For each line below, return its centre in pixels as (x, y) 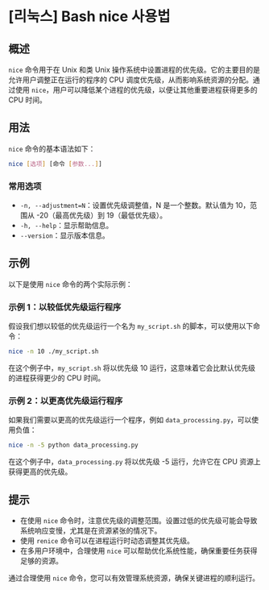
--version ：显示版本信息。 (65, 235)
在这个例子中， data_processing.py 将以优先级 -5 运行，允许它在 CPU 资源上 (134, 462)
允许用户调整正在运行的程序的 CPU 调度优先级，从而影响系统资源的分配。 (131, 80)
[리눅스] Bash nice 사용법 (89, 17)
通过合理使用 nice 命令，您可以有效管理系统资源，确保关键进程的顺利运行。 (134, 578)
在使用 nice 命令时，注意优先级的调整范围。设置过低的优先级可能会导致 (139, 520)
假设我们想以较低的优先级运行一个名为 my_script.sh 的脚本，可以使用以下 (131, 326)
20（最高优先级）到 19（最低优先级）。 (103, 215)
